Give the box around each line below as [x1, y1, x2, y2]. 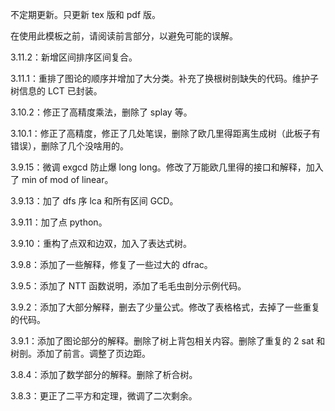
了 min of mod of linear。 [10, 174, 114, 185]
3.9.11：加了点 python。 [10, 216, 108, 228]
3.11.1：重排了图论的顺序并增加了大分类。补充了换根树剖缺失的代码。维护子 [10, 73, 320, 84]
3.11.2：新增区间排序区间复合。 [10, 51, 138, 63]
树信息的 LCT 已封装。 [10, 85, 103, 97]
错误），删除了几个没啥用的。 [10, 140, 129, 152]
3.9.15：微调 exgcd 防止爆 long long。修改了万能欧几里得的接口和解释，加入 [10, 161, 324, 173]
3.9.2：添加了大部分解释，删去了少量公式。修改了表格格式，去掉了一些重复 [10, 301, 321, 313]
